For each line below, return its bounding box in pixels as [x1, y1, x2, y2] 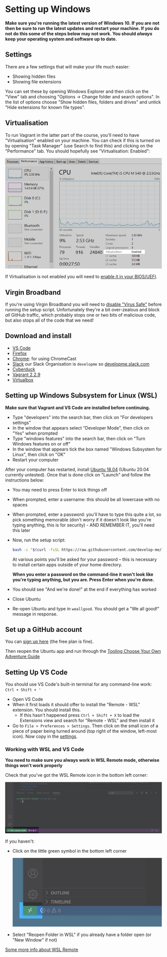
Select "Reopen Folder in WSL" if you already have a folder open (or [12, 932, 152, 938]
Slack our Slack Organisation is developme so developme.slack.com [12, 361, 150, 367]
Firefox [12, 350, 27, 356]
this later [12, 527, 31, 533]
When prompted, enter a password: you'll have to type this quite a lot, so [12, 511, 162, 517]
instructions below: [5, 477, 44, 483]
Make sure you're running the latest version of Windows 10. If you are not [5, 20, 160, 26]
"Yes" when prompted [12, 430, 58, 436]
